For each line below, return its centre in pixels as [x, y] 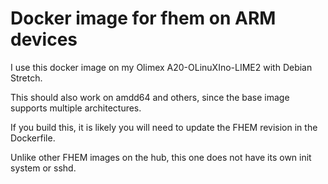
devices [44, 39]
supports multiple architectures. [76, 108]
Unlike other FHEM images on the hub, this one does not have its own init [161, 157]
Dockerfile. [33, 138]
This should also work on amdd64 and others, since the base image [150, 97]
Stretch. [26, 78]
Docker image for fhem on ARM [143, 18]
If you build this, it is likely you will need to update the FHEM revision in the [164, 127]
